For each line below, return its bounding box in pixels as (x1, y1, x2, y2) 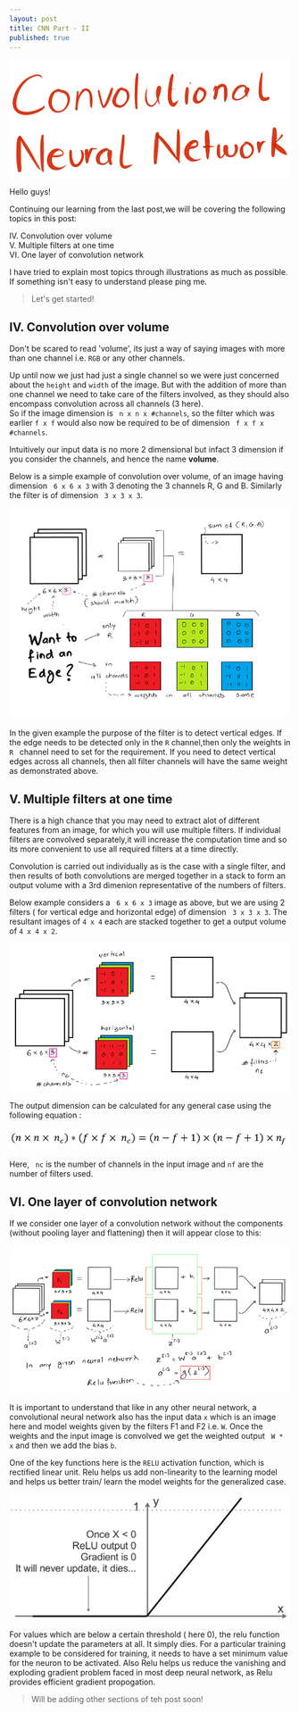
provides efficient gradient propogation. (9, 1676, 156, 1687)
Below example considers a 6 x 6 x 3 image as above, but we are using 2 (9, 897, 286, 908)
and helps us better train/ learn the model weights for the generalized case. (9, 1476, 287, 1486)
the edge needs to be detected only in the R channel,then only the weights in (9, 737, 291, 748)
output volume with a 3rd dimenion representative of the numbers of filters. (9, 880, 287, 891)
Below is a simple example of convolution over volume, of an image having (9, 471, 284, 482)
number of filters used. (9, 1168, 94, 1179)
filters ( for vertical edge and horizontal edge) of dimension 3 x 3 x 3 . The (9, 907, 287, 918)
